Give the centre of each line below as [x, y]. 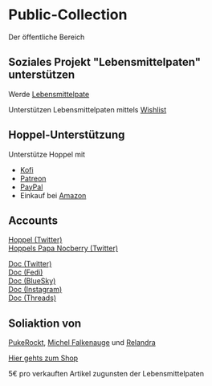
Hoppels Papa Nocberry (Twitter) [63, 248]
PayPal [31, 187]
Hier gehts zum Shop [43, 358]
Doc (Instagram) [35, 290]
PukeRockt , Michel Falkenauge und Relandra [82, 343]
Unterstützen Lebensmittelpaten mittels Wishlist [88, 109]
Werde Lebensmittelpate [49, 94]
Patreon [33, 178]
